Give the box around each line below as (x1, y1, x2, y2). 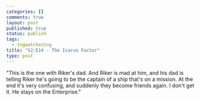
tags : (6, 36, 20, 42)
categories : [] (6, 8, 44, 15)
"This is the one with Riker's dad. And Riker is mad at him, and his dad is (6, 69, 184, 76)
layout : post (6, 20, 39, 26)
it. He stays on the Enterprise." (6, 88, 82, 95)
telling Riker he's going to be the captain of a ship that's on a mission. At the (6, 75, 193, 83)
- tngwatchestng (11, 42, 52, 48)
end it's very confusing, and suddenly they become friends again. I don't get (6, 81, 195, 89)
